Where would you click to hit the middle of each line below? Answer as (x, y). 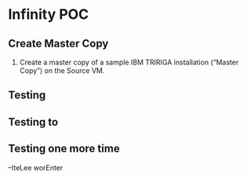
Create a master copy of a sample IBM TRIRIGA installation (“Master (129, 62)
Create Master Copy (58, 44)
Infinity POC (49, 15)
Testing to (33, 122)
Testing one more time (64, 149)
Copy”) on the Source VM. (62, 71)
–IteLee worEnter (36, 167)
